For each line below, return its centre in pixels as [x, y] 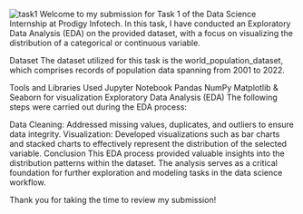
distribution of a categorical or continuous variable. [105, 43]
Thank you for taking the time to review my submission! [113, 200]
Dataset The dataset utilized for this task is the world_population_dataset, [147, 60]
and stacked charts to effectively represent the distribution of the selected [148, 144]
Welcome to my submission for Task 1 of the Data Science [148, 14]
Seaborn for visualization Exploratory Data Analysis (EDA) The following [144, 97]
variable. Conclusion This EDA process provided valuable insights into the [147, 153]
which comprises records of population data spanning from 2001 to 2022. [147, 70]
